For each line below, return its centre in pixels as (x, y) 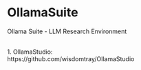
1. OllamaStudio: (30, 52)
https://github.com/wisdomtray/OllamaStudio (71, 58)
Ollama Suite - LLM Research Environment (67, 31)
